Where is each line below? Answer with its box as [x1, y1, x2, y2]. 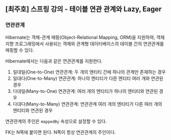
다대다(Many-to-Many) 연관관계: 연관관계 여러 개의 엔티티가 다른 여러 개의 [12, 101, 162, 107]
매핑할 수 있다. [5, 47, 34, 53]
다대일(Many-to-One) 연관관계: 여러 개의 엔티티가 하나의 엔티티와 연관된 [12, 88, 158, 94]
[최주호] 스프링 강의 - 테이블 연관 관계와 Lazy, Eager [5, 5, 162, 14]
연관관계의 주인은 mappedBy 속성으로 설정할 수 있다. [5, 118, 107, 124]
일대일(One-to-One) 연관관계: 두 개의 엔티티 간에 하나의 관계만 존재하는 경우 [12, 69, 166, 75]
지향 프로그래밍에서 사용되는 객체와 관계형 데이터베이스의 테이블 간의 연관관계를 [5, 41, 164, 47]
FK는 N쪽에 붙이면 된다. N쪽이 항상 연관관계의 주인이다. [5, 129, 116, 135]
